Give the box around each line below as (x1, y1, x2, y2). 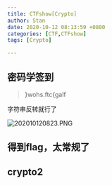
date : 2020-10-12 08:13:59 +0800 (7, 23, 106, 30)
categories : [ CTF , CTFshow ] (7, 30, 87, 38)
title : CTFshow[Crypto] (7, 10, 77, 18)
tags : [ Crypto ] (7, 37, 52, 44)
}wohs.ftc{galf (24, 90, 67, 99)
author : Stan (7, 17, 46, 24)
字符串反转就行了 (7, 104, 57, 113)
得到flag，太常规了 (7, 141, 90, 153)
